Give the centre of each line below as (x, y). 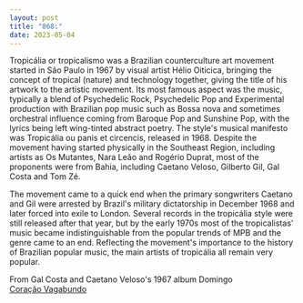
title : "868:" (36, 26)
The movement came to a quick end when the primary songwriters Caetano (151, 194)
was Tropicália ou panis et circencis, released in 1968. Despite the (133, 138)
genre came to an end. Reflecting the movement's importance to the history (151, 243)
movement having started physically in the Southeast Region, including (142, 147)
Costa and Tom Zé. (45, 177)
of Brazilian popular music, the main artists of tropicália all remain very (141, 252)
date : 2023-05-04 (42, 35)
